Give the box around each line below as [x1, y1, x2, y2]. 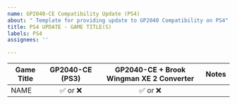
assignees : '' [7, 37, 49, 44]
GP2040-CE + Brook [114, 65, 186, 74]
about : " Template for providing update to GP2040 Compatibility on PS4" [7, 17, 229, 24]
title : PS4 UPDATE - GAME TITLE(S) [7, 23, 112, 30]
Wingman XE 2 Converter [106, 74, 195, 84]
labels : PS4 [7, 30, 42, 37]
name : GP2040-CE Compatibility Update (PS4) [7, 10, 140, 18]
